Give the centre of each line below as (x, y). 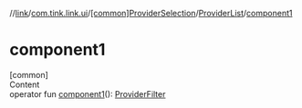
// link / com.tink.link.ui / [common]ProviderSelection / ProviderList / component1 (151, 13)
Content (25, 84)
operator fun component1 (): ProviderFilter (88, 93)
